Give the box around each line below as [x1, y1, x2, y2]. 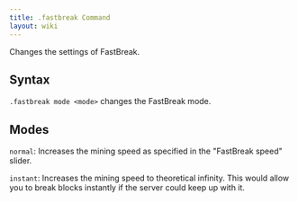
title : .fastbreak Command [9, 13, 111, 22]
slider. [9, 155, 32, 166]
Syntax [9, 72, 50, 87]
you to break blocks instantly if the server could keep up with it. [9, 182, 246, 193]
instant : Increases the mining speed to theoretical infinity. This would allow [9, 172, 290, 184]
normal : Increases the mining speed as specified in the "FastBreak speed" [9, 145, 284, 157]
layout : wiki [9, 22, 59, 31]
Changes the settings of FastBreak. [9, 46, 140, 57]
